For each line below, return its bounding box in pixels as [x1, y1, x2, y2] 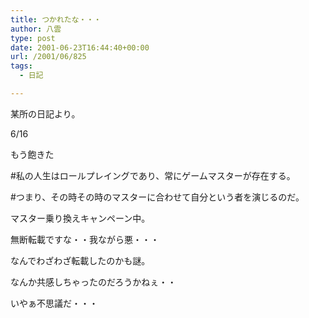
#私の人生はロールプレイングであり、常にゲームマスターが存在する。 [10, 169, 296, 181]
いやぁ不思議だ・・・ [10, 297, 98, 309]
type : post [10, 33, 56, 43]
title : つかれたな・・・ [10, 14, 102, 25]
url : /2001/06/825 [10, 52, 87, 62]
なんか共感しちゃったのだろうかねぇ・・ [10, 276, 177, 288]
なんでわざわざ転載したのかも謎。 [10, 254, 151, 266]
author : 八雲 [10, 24, 62, 34]
